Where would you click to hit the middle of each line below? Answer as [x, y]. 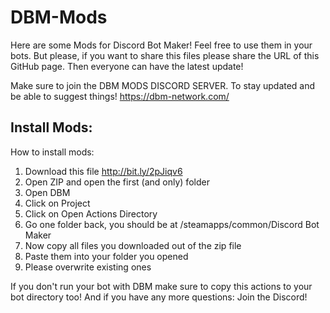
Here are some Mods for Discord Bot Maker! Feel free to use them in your [161, 45]
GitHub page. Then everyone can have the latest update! [127, 66]
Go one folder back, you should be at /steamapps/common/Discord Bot [172, 224]
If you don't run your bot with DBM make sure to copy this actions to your [161, 286]
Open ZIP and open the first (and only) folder [117, 182]
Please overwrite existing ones [88, 267]
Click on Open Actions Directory [91, 213]
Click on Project [57, 203]
